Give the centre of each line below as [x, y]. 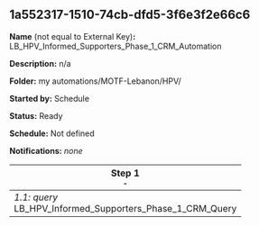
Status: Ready [36, 115]
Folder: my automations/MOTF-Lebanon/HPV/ [96, 81]
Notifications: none [46, 150]
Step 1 [125, 173]
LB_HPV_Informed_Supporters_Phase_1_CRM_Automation [116, 46]
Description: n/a [40, 63]
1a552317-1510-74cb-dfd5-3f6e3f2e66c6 [130, 15]
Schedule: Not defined [52, 133]
